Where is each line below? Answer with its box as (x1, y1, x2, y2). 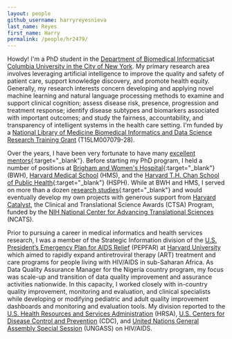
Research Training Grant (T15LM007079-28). (7, 136, 135, 144)
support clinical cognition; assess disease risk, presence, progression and (7, 99, 219, 107)
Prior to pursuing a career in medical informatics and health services (7, 229, 203, 237)
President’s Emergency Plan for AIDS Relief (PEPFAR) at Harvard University (7, 244, 222, 252)
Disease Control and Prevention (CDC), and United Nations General (7, 317, 199, 325)
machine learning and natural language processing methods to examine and (7, 91, 224, 100)
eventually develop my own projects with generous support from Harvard (7, 193, 216, 201)
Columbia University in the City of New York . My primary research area (7, 62, 210, 71)
